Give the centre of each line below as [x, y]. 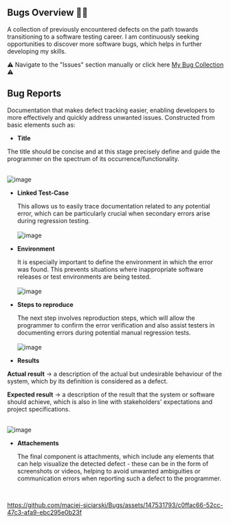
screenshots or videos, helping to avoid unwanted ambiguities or [109, 471]
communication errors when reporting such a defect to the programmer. [119, 478]
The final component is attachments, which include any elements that [115, 456]
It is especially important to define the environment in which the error [115, 261]
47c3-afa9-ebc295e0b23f [45, 512]
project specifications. [39, 409]
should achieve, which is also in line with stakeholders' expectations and [110, 402]
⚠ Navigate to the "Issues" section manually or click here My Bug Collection [115, 64]
